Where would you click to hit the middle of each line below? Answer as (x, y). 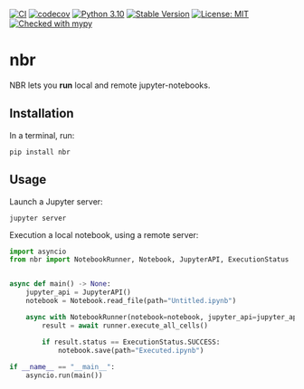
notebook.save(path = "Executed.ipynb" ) (131, 350)
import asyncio (38, 251)
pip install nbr (40, 152)
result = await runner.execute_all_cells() (125, 326)
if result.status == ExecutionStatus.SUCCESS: (131, 342)
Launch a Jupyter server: (56, 201)
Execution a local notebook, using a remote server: (104, 234)
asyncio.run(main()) (64, 375)
